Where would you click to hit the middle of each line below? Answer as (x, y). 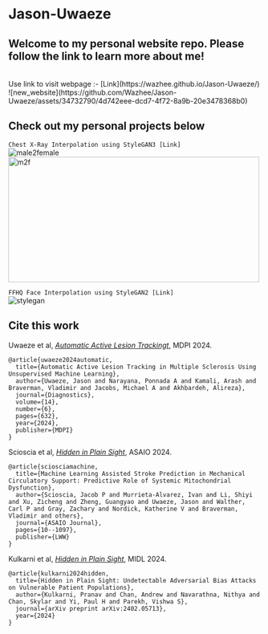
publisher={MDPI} (45, 430)
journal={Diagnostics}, (55, 395)
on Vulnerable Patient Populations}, (71, 587)
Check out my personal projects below (107, 126)
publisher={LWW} (43, 537)
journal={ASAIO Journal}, (59, 522)
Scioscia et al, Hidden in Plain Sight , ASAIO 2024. (90, 452)
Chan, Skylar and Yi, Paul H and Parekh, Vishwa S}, (98, 601)
